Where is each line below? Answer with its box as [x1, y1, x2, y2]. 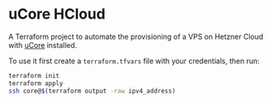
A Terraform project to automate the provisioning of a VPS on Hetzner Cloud [8, 32, 264, 41]
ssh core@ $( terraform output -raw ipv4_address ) [8, 87, 176, 95]
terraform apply [8, 79, 63, 88]
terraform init [8, 71, 60, 79]
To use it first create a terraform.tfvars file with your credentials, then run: [8, 56, 260, 66]
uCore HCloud [8, 5, 105, 24]
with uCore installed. [8, 40, 77, 49]
